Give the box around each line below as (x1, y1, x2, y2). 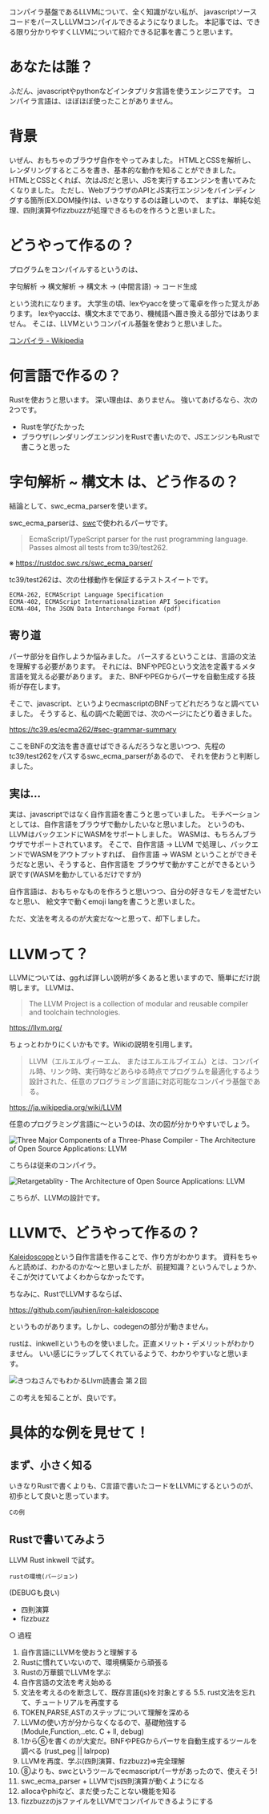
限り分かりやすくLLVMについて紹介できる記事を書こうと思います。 (15, 27, 238, 36)
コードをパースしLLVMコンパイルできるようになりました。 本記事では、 (9, 17, 247, 26)
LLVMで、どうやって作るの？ (9, 1224, 201, 1242)
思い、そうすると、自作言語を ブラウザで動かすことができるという (36, 860, 257, 869)
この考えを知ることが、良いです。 (9, 1393, 121, 1403)
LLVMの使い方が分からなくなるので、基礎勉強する (20, 1718, 187, 1727)
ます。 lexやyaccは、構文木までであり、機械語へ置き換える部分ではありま (15, 308, 259, 318)
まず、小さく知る (9, 1458, 93, 1472)
